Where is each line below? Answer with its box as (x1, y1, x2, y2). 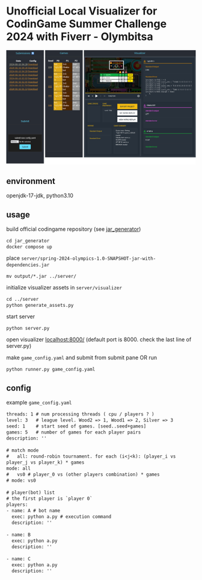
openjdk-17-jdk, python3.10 (6, 192, 74, 200)
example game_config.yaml (6, 399, 72, 406)
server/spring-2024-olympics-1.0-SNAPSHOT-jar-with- (20, 256, 156, 262)
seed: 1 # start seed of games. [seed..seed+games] (6, 423, 147, 429)
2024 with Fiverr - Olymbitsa (6, 30, 153, 43)
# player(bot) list (6, 490, 55, 496)
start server (6, 313, 35, 320)
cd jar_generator (6, 238, 50, 244)
